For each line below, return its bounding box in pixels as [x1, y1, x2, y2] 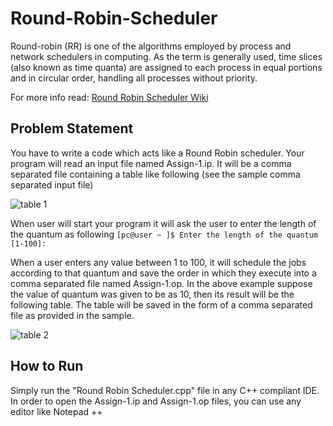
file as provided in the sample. [10, 309, 135, 321]
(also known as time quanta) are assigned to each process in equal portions [10, 61, 323, 73]
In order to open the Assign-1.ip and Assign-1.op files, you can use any [10, 395, 302, 407]
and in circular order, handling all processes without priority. [10, 72, 258, 84]
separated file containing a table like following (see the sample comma [10, 168, 301, 180]
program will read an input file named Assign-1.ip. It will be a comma [10, 157, 292, 169]
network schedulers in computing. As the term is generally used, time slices [10, 50, 323, 62]
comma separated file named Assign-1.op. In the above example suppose [10, 277, 313, 289]
